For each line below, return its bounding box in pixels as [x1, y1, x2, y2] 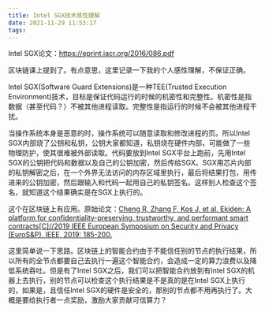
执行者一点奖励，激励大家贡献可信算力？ [35, 295, 167, 305]
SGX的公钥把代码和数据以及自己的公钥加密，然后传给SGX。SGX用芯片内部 [8, 158, 252, 168]
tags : [8, 26, 26, 34]
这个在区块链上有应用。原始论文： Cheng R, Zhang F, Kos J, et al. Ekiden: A [8, 204, 251, 214]
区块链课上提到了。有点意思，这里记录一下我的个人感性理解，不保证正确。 [8, 65, 250, 75]
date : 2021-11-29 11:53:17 [8, 19, 97, 27]
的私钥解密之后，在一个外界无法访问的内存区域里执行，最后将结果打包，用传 [8, 168, 257, 177]
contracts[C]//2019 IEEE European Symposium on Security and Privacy [8, 221, 239, 231]
